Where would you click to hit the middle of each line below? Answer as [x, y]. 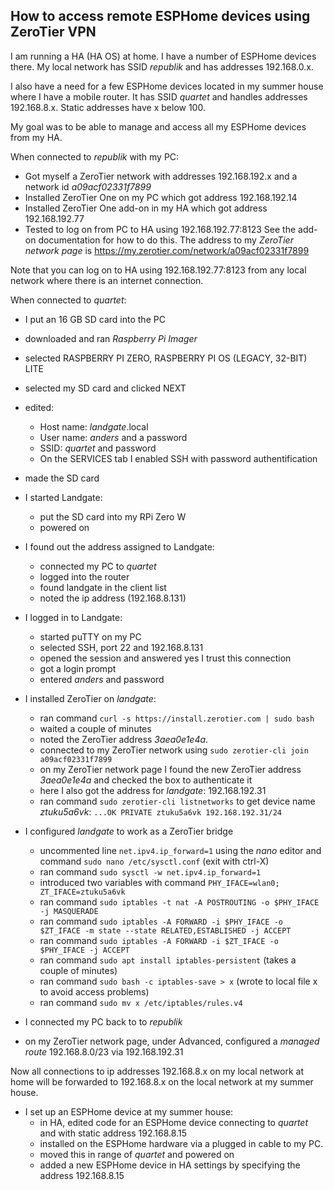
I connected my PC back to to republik [103, 1021]
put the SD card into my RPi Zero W [113, 516]
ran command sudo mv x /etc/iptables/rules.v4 [141, 1002]
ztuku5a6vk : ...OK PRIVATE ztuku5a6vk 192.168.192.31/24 [161, 811]
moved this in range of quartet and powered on [137, 1154]
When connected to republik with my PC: [95, 156]
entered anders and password [102, 679]
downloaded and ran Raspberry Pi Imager [111, 338]
